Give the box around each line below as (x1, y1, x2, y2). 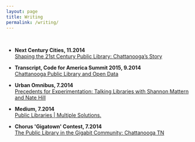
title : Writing (6, 14, 43, 20)
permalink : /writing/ (6, 19, 59, 25)
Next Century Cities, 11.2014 (14, 47, 85, 54)
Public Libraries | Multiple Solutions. (14, 112, 101, 119)
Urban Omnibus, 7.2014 (14, 82, 73, 89)
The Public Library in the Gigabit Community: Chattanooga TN (14, 129, 165, 136)
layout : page (6, 8, 38, 15)
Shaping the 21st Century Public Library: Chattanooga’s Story (14, 53, 163, 60)
